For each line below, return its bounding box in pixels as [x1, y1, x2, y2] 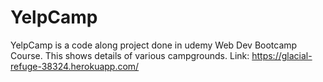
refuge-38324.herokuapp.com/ [10, 60, 140, 72]
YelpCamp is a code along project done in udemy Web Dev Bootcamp [10, 39, 298, 51]
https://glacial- [251, 49, 313, 61]
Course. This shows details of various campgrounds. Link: [10, 49, 250, 61]
